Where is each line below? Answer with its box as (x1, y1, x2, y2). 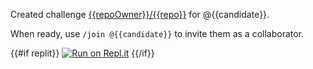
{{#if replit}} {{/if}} (10, 47, 155, 59)
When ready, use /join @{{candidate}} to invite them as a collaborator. (10, 28, 305, 39)
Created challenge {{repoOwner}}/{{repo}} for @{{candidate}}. (10, 9, 270, 20)
